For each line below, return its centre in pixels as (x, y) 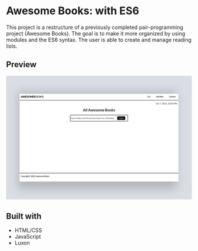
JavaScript (28, 237)
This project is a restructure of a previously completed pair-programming (95, 27)
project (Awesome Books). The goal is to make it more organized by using (96, 33)
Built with (24, 216)
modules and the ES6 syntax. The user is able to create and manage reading (99, 40)
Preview (22, 65)
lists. (12, 46)
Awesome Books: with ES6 (73, 11)
